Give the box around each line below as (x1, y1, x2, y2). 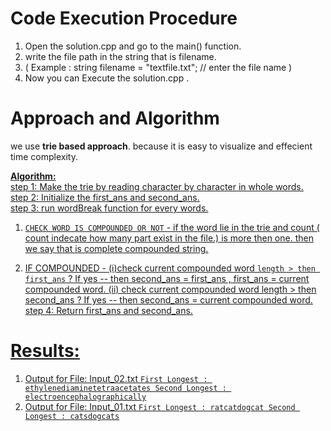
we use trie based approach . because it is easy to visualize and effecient (10, 140, 313, 152)
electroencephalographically (24, 392, 147, 402)
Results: (10, 340, 80, 362)
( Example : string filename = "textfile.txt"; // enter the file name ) (24, 61, 293, 73)
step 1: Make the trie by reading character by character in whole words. (10, 180, 304, 192)
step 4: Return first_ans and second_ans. (24, 304, 193, 316)
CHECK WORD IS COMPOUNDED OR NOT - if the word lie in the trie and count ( (24, 221, 320, 233)
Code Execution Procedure (10, 7, 238, 30)
